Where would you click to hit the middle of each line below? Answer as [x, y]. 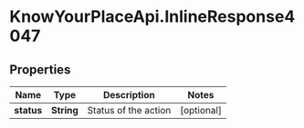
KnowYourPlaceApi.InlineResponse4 [152, 17]
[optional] [200, 110]
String [65, 110]
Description [129, 95]
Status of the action [129, 110]
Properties [40, 69]
